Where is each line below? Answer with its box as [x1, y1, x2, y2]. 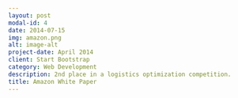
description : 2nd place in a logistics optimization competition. [8, 70, 232, 78]
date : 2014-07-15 [8, 26, 66, 34]
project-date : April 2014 [8, 48, 93, 56]
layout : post [8, 11, 51, 20]
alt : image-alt [8, 41, 59, 49]
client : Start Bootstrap [8, 56, 90, 64]
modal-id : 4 [8, 19, 47, 27]
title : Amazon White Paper [8, 77, 97, 85]
